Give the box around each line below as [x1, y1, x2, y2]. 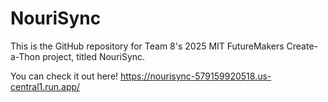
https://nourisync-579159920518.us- [120, 70, 272, 82]
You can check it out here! [10, 70, 119, 82]
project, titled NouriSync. [42, 50, 146, 62]
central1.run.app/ [10, 80, 81, 92]
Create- [286, 40, 319, 52]
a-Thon [10, 50, 41, 62]
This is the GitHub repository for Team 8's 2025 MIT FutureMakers [10, 40, 285, 52]
